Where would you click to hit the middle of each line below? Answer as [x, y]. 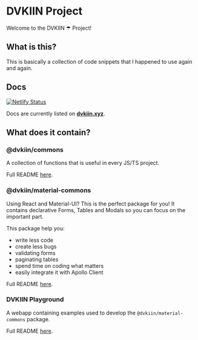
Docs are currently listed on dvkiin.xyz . [56, 113]
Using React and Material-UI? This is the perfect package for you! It [91, 204]
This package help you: [35, 228]
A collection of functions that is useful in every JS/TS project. [83, 163]
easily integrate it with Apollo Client [59, 272]
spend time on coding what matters [59, 265]
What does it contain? [48, 132]
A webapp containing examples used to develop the [71, 313]
